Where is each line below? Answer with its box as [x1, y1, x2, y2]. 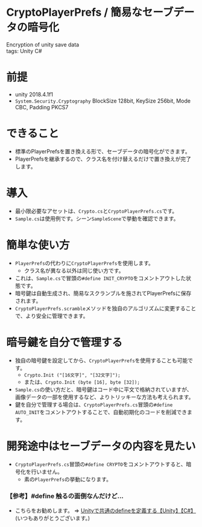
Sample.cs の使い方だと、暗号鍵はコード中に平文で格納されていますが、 [14, 386, 192, 393]
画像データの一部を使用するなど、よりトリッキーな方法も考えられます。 [14, 393, 194, 400]
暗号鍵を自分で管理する [6, 336, 123, 349]
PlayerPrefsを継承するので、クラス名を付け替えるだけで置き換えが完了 [14, 155, 192, 162]
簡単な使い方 [6, 238, 71, 252]
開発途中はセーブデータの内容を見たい [6, 439, 196, 453]
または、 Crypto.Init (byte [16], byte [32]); [24, 378, 140, 385]
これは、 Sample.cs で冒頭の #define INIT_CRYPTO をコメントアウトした [14, 274, 186, 281]
